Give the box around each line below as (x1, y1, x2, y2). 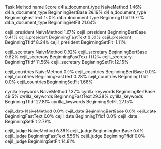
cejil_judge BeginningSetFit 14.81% (5, 138, 76, 144)
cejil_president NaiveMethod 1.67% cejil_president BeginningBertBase (5, 29, 146, 35)
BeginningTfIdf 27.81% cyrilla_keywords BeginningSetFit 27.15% (5, 99, 134, 104)
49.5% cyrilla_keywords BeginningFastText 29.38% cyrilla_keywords (5, 93, 143, 99)
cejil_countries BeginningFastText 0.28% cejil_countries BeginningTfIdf (5, 74, 148, 79)
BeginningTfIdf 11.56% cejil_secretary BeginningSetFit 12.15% (5, 59, 129, 65)
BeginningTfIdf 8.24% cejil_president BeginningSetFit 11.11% (5, 39, 126, 45)
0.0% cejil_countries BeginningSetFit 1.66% (5, 79, 93, 85)
